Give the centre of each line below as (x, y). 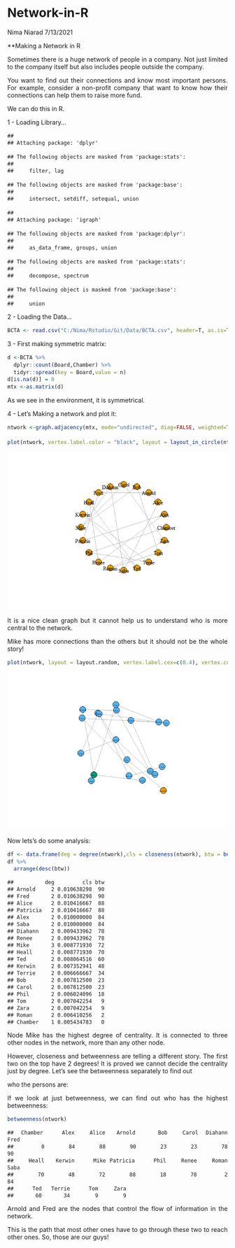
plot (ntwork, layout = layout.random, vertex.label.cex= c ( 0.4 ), (103, 662)
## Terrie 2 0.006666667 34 (56, 973)
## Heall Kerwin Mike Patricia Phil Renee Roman (117, 1161)
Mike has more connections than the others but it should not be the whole (117, 641)
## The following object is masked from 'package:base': (92, 289)
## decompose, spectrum (48, 275)
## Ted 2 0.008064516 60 (56, 959)
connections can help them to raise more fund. (74, 95)
